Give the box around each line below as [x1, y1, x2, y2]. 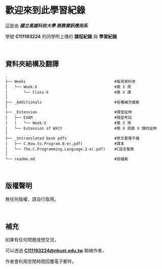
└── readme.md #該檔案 [5, 156, 128, 161]
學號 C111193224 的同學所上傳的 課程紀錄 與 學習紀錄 [5, 33, 117, 39]
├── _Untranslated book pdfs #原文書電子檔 [5, 136, 140, 141]
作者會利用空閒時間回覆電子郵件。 [5, 258, 77, 264]
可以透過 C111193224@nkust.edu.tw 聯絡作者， [5, 248, 107, 254]
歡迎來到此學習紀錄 [5, 5, 86, 16]
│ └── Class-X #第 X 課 [5, 90, 132, 95]
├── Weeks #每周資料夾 [5, 79, 136, 84]
